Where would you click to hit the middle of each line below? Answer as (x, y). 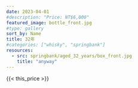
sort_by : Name (24, 34)
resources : (20, 51)
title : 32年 (21, 39)
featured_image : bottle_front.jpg (49, 23)
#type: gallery (25, 28)
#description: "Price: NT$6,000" (48, 17)
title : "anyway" (37, 61)
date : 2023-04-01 (28, 12)
